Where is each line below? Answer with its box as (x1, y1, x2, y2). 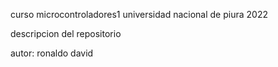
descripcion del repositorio (10, 28, 122, 39)
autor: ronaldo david (10, 47, 94, 59)
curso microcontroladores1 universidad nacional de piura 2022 (10, 9, 268, 20)
